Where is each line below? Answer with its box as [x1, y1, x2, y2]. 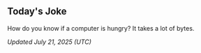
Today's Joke [7, 6, 68, 17]
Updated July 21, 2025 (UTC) [7, 38, 92, 46]
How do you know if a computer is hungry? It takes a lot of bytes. [7, 24, 195, 32]
